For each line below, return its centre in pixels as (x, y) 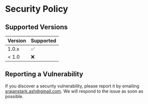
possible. (14, 96)
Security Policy (37, 9)
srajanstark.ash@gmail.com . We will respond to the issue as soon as (74, 91)
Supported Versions (36, 27)
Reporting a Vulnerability (44, 74)
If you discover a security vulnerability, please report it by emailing (72, 86)
